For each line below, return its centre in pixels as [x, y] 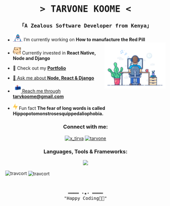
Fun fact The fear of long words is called [62, 108]
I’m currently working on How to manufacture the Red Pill [84, 40]
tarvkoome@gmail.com [38, 97]
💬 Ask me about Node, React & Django [53, 78]
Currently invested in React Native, [59, 53]
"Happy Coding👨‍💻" [86, 198]
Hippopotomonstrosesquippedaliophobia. [58, 114]
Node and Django [31, 58]
